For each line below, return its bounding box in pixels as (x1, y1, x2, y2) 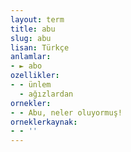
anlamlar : (10, 52, 52, 62)
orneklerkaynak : (10, 117, 78, 127)
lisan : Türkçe (10, 42, 70, 53)
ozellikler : (10, 71, 60, 81)
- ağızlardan (19, 89, 74, 99)
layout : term (10, 14, 65, 25)
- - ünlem (10, 80, 52, 90)
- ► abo (10, 61, 43, 71)
